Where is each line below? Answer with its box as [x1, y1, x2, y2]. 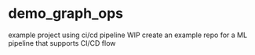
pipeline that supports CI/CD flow [8, 38, 116, 47]
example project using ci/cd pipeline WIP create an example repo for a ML [8, 30, 248, 40]
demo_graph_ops [8, 5, 124, 22]
